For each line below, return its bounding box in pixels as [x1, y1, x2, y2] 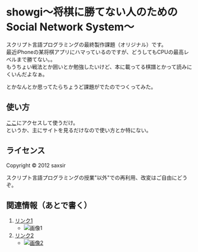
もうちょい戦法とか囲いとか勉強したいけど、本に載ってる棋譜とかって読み [6, 63, 187, 70]
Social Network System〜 [6, 20, 135, 34]
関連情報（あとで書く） [6, 200, 92, 210]
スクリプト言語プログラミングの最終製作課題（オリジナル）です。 [6, 41, 167, 48]
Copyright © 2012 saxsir [6, 161, 66, 169]
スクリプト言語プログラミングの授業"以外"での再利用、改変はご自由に [6, 174, 178, 181]
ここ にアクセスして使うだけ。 [6, 119, 79, 126]
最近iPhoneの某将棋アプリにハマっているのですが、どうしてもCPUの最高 [6, 48, 184, 55]
